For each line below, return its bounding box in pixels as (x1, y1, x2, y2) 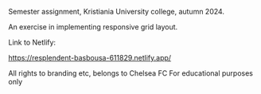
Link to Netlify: (8, 37, 56, 47)
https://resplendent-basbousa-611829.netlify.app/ (8, 53, 172, 62)
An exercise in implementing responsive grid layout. (8, 22, 178, 31)
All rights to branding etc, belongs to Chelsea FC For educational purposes (8, 69, 253, 78)
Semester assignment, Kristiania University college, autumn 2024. (8, 7, 225, 16)
